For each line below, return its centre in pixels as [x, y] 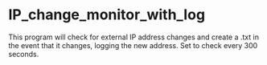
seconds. [24, 54]
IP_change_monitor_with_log [107, 15]
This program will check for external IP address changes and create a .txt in [134, 37]
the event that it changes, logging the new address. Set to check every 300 [133, 45]
